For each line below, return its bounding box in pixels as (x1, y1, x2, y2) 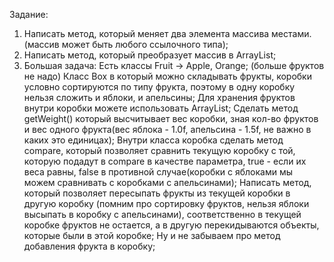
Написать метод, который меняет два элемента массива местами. (23, 28, 312, 39)
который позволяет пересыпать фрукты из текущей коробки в (23, 187, 291, 199)
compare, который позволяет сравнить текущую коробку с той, (23, 145, 296, 156)
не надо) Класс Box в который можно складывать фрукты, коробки (23, 70, 312, 82)
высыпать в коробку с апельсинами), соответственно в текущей (23, 209, 302, 220)
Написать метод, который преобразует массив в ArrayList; (23, 49, 277, 61)
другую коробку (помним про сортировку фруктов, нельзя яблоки (23, 198, 310, 209)
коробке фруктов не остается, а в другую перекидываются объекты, (23, 219, 320, 231)
